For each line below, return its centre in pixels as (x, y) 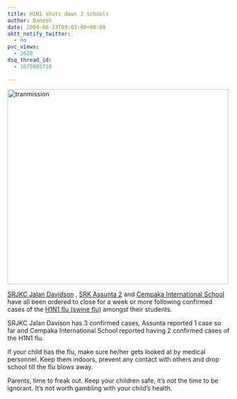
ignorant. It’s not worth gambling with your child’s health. (90, 388)
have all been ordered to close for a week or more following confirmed (110, 301)
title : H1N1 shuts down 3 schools (58, 14)
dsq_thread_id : (30, 60)
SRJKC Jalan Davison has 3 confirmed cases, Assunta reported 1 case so (114, 322)
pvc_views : (23, 47)
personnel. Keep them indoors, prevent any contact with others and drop (113, 359)
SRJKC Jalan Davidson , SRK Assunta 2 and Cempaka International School (116, 294)
